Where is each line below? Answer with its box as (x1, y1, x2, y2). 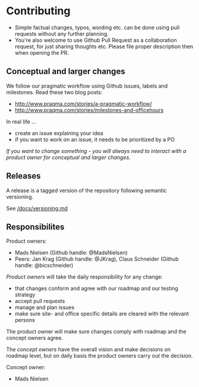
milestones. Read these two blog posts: (6, 88, 103, 96)
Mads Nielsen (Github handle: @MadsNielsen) (14, 249, 128, 257)
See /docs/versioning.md (6, 204, 68, 212)
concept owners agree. (6, 335, 64, 342)
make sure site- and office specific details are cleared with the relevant (14, 310, 189, 317)
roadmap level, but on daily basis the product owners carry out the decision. (6, 352, 193, 360)
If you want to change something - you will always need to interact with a (6, 147, 187, 154)
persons (14, 317, 36, 324)
